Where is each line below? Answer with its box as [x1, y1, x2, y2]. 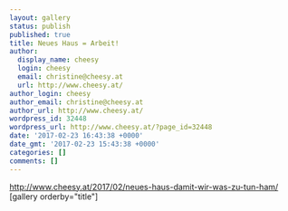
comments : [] [9, 156, 59, 166]
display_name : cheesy [17, 55, 100, 64]
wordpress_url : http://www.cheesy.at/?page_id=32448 [9, 123, 213, 132]
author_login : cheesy [9, 89, 91, 98]
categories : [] [9, 148, 67, 157]
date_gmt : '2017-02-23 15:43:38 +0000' [9, 139, 160, 149]
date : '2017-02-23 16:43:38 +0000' [9, 131, 144, 140]
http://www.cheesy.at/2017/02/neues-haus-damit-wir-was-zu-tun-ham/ [9, 181, 279, 192]
